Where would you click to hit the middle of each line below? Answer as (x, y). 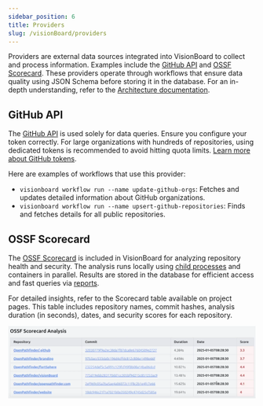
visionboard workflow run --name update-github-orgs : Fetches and (129, 190)
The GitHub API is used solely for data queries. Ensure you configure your (128, 134)
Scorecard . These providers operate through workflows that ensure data (126, 73)
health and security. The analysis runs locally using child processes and (124, 266)
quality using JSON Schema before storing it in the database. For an (118, 82)
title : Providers (37, 25)
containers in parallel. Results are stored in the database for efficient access (131, 275)
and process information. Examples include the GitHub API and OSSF (120, 65)
